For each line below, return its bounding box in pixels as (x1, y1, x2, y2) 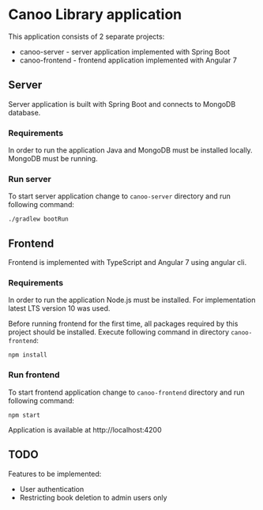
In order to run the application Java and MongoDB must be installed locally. (8, 145, 253, 155)
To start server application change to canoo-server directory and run (8, 191, 231, 201)
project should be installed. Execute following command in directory (8, 327, 230, 337)
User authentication (19, 484, 85, 493)
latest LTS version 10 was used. (8, 304, 111, 313)
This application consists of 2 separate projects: (8, 32, 165, 41)
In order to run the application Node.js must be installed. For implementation (8, 295, 256, 305)
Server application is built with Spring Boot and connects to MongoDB (8, 99, 236, 108)
